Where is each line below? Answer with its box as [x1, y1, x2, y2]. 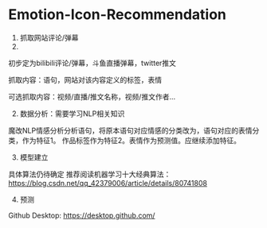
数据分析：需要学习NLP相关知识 [19, 109, 125, 118]
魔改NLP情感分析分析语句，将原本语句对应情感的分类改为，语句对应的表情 [8, 126, 253, 135]
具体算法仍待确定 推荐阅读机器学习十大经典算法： [8, 169, 171, 179]
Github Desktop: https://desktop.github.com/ [8, 211, 155, 220]
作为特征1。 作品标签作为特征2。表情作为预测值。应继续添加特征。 [22, 135, 241, 145]
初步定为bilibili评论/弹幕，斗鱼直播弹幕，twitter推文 [8, 58, 177, 68]
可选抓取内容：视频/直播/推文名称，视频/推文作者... [8, 91, 176, 101]
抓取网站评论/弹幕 [19, 33, 79, 42]
